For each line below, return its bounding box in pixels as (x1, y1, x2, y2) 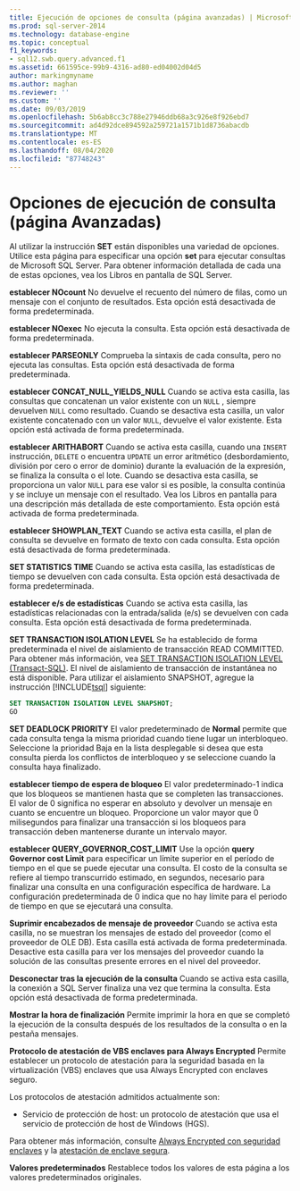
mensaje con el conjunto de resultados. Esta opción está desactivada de (9, 297, 276, 307)
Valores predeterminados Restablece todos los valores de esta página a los (9, 1162, 290, 1173)
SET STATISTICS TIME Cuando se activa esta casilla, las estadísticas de (9, 562, 275, 573)
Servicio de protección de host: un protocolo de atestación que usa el (21, 1109, 279, 1120)
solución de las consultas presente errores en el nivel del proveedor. (9, 956, 261, 967)
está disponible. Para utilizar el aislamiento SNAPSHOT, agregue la (9, 672, 254, 684)
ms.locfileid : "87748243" (9, 154, 105, 164)
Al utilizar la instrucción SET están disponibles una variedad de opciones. (9, 241, 279, 252)
